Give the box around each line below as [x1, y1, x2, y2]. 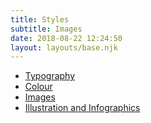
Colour [24, 81, 53, 93]
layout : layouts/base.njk [10, 42, 118, 53]
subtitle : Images [10, 24, 83, 34]
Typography [24, 70, 76, 82]
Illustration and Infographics [24, 102, 141, 114]
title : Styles [10, 14, 70, 25]
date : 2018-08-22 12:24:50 [10, 33, 123, 43]
